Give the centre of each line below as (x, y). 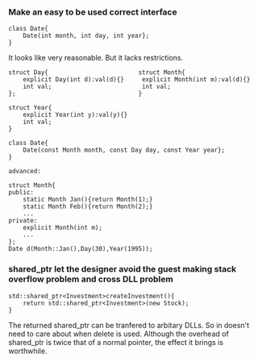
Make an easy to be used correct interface (93, 12)
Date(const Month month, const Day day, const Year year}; (124, 150)
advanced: (25, 172)
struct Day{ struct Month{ (97, 73)
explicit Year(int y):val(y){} (75, 115)
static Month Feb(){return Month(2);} (88, 207)
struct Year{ (30, 108)
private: (23, 221)
